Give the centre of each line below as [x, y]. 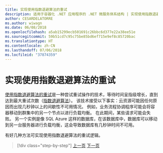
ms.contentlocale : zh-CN [30, 46]
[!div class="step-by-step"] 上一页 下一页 [58, 146]
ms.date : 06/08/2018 [26, 28]
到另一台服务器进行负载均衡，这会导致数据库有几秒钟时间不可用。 [71, 125]
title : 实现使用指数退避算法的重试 [36, 9]
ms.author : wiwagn [24, 23]
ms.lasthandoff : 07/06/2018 [33, 50]
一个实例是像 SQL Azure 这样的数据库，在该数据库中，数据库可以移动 [88, 119]
